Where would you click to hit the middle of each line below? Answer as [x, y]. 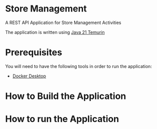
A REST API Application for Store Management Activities [63, 22]
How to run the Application [62, 119]
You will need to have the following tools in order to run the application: [78, 66]
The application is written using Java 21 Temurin [55, 32]
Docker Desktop [29, 76]
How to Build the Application [66, 96]
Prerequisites [34, 52]
